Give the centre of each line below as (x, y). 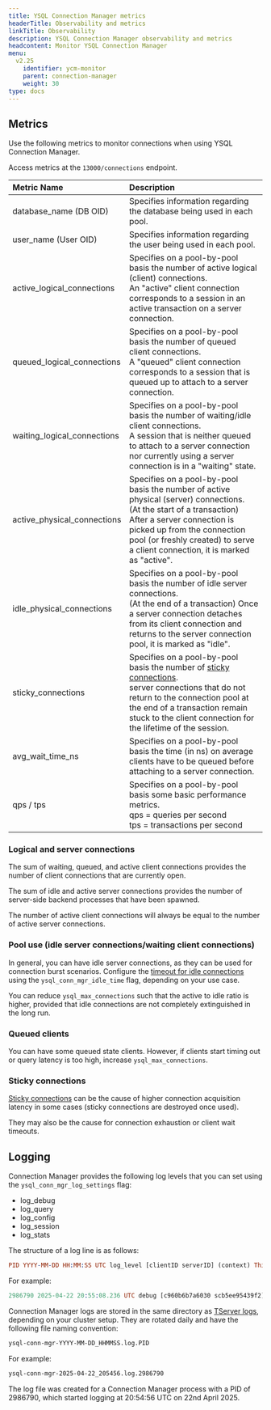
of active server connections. (57, 924)
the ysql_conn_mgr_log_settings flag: (70, 1185)
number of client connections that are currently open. (97, 875)
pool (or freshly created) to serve (192, 540)
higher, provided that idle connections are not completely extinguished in (130, 1004)
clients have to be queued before (191, 761)
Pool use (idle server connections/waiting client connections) (132, 945)
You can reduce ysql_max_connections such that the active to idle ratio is (129, 995)
